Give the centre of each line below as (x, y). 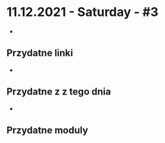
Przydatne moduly (47, 130)
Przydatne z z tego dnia (59, 92)
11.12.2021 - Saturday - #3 (82, 12)
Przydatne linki (40, 53)
